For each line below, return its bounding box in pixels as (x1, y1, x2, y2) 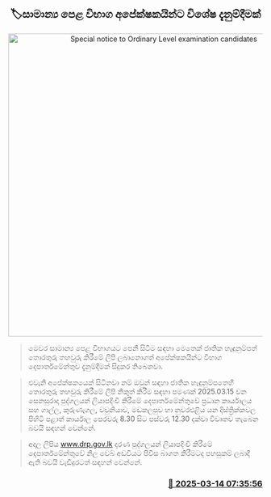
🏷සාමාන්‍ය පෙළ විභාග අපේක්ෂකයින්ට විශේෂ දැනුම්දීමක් (10, 7, 261, 21)
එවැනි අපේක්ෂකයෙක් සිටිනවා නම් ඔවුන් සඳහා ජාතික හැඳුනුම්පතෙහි (27, 377, 234, 387)
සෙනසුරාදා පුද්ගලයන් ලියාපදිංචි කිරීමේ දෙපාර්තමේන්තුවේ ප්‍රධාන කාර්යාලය (27, 395, 252, 405)
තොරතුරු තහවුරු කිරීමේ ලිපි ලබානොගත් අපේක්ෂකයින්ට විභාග (27, 352, 223, 362)
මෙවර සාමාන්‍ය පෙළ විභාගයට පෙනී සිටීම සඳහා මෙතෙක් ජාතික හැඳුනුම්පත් (27, 343, 257, 352)
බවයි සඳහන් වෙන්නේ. (27, 423, 97, 432)
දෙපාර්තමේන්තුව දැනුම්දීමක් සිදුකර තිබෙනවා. (27, 361, 164, 371)
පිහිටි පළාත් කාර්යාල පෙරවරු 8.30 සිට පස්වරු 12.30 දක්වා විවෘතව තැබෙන (27, 414, 259, 423)
